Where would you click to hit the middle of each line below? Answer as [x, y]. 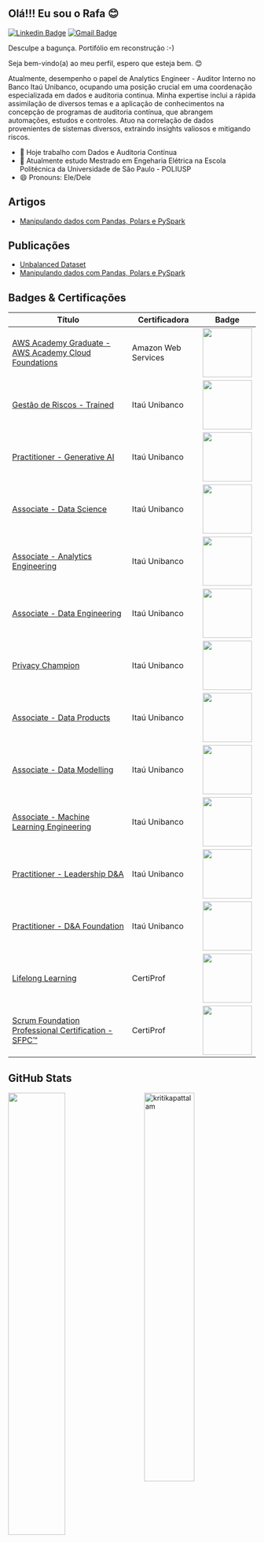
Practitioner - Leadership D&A [68, 874]
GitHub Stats [40, 1078]
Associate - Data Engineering [67, 614]
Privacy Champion [46, 666]
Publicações [39, 246]
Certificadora [163, 320]
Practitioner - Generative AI [63, 457]
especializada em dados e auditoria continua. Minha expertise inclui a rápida [132, 95]
